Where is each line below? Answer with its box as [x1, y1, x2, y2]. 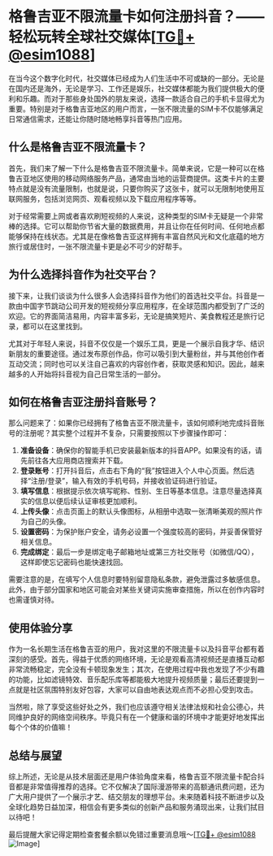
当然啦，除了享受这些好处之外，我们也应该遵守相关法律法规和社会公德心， [8, 702, 258, 712]
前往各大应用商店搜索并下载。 [27, 456, 128, 466]
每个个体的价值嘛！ [8, 723, 73, 732]
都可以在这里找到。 [22, 321, 87, 331]
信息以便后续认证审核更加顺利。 [34, 497, 142, 506]
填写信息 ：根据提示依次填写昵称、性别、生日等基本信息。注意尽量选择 [19, 486, 256, 496]
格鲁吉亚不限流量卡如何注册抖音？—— [8, 7, 266, 26]
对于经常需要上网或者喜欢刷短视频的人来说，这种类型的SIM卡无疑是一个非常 [8, 211, 264, 220]
